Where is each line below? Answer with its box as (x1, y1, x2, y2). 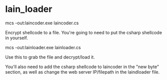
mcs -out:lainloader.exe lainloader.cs (5, 44, 81, 50)
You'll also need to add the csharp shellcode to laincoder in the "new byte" (5, 64, 159, 70)
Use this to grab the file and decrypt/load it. (5, 54, 95, 60)
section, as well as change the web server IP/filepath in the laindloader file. (5, 69, 160, 75)
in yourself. (5, 35, 28, 41)
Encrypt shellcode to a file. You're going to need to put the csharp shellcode (5, 29, 162, 35)
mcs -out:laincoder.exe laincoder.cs (5, 20, 79, 26)
